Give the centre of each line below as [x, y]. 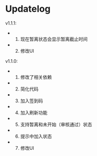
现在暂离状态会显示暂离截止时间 [54, 39]
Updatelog [28, 9]
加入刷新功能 [34, 113]
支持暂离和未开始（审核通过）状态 [56, 124]
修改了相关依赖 [36, 77]
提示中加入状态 [36, 136]
